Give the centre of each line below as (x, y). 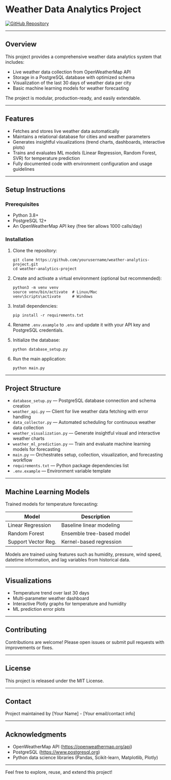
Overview (21, 44)
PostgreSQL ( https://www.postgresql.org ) (56, 752)
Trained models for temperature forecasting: (52, 504)
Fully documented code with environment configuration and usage (82, 164)
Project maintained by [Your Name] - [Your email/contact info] (70, 714)
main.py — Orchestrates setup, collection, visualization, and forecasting (88, 455)
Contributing (26, 630)
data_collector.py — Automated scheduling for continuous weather (84, 422)
